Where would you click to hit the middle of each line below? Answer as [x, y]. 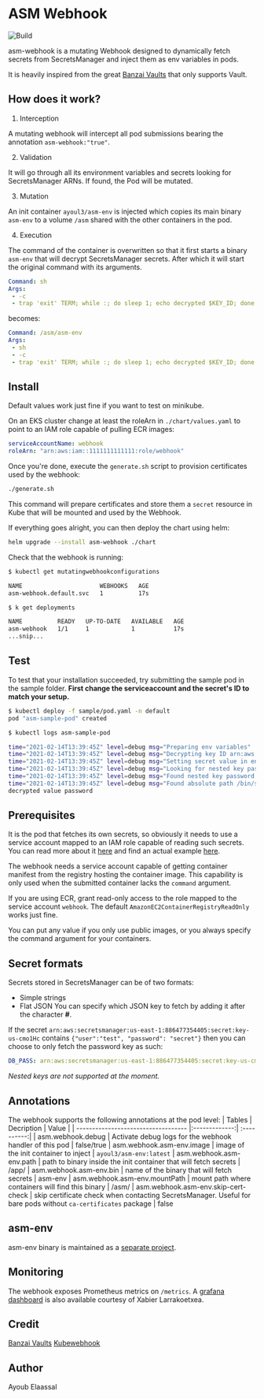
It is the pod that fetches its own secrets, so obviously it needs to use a [123, 834]
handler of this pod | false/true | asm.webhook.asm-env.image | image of [126, 1144]
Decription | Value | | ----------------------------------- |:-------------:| [123, 1128]
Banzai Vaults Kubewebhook [54, 1343]
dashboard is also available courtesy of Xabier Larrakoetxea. [106, 1299]
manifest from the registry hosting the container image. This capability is [126, 875]
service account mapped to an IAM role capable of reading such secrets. [126, 843]
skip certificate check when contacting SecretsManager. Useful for [143, 1195]
